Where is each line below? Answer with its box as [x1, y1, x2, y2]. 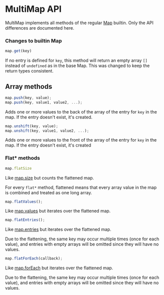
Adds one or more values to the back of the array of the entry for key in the [5, 109, 157, 114]
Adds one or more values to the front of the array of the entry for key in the [5, 137, 157, 143]
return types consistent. [5, 68, 54, 74]
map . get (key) [5, 48, 32, 54]
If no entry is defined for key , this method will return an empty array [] [5, 58, 148, 64]
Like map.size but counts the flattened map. [5, 175, 95, 181]
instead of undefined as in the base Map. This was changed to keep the [5, 63, 150, 69]
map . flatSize [5, 166, 32, 171]
